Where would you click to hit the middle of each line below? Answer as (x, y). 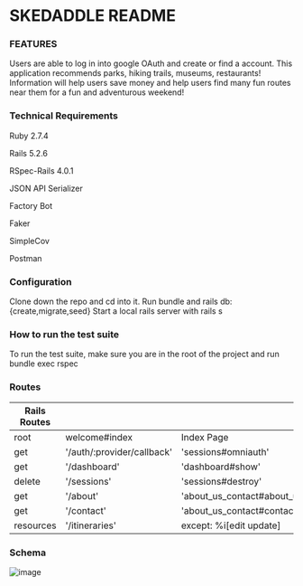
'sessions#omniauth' (225, 451)
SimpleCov (29, 241)
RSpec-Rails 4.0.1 (41, 170)
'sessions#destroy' (221, 481)
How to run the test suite (64, 334)
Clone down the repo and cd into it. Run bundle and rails (114, 302)
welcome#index (99, 437)
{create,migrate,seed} (50, 311)
